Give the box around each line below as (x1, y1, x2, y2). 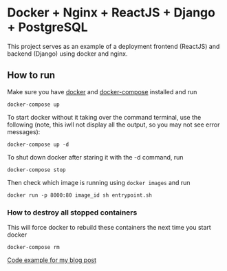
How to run (7, 69, 56, 81)
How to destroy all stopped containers (7, 208, 138, 217)
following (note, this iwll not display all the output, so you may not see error (7, 120, 220, 129)
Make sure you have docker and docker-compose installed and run (7, 87, 197, 96)
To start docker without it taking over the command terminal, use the (7, 113, 202, 121)
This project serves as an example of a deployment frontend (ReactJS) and (7, 42, 220, 50)
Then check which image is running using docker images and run (7, 178, 191, 186)
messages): (7, 127, 41, 135)
